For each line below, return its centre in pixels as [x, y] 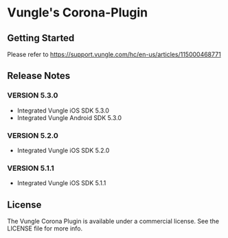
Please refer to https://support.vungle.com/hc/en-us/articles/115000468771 [114, 54]
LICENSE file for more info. [45, 228]
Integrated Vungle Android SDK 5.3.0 [69, 117]
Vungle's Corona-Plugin [78, 13]
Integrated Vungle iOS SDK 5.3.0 [63, 110]
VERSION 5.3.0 [33, 95]
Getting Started [41, 38]
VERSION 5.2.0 [33, 135]
